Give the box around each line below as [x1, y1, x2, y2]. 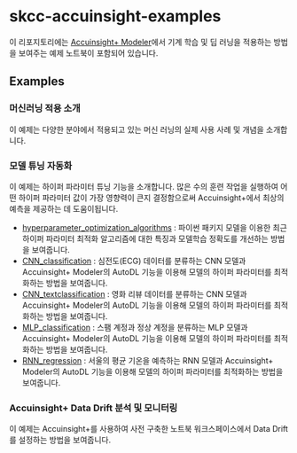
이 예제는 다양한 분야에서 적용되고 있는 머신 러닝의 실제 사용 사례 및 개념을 [9, 124, 264, 135]
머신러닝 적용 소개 [9, 102, 82, 114]
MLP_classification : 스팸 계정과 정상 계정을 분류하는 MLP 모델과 [21, 322, 248, 332]
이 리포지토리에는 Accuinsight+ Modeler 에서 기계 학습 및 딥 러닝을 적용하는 [9, 36, 272, 47]
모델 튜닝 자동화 [9, 160, 73, 172]
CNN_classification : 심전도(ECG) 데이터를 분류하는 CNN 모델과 [21, 255, 246, 266]
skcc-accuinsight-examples [9, 6, 222, 27]
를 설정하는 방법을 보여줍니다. [9, 434, 112, 445]
